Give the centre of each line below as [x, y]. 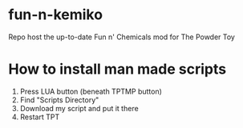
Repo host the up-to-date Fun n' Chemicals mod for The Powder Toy [121, 37]
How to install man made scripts [117, 69]
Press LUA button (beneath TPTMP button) [91, 91]
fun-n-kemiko [55, 15]
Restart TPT [40, 117]
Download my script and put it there [79, 108]
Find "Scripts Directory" [59, 100]
